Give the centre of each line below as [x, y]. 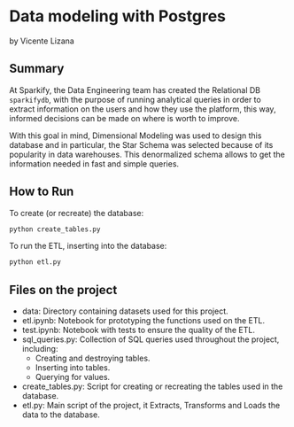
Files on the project [63, 290]
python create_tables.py [55, 229]
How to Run [42, 192]
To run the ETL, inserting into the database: [88, 246]
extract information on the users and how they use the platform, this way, [143, 109]
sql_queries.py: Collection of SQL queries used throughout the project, [151, 339]
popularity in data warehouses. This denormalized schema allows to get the [147, 154]
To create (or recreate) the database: [77, 213]
